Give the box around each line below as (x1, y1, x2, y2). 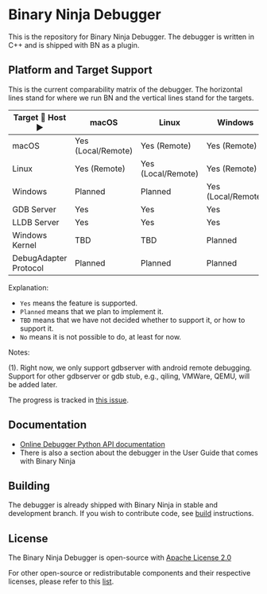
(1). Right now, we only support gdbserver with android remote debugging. (8, 363, 252, 372)
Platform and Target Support (8, 64, 153, 77)
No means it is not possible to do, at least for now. (19, 332, 181, 341)
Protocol (12, 262, 44, 274)
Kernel (12, 239, 37, 250)
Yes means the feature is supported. (19, 298, 137, 308)
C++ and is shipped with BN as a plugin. (8, 40, 140, 49)
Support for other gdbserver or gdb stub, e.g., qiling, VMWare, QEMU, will (8, 371, 250, 381)
